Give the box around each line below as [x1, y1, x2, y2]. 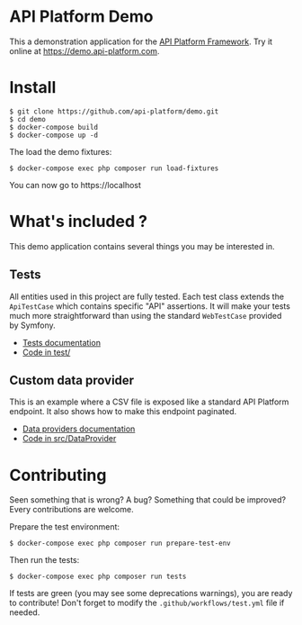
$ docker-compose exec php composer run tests [9, 572, 187, 582]
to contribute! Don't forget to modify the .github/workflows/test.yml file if [9, 597, 285, 609]
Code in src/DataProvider [22, 433, 117, 444]
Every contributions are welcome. [9, 504, 134, 515]
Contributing [9, 465, 107, 485]
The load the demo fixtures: [9, 146, 112, 157]
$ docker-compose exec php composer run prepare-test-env [9, 539, 231, 548]
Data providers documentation [22, 423, 136, 434]
